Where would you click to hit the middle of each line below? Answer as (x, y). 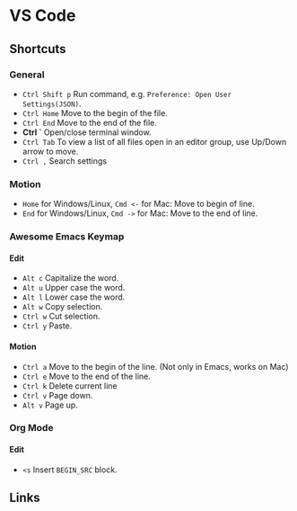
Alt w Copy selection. (62, 307)
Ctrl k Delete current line (70, 385)
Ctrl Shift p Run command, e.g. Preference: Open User (127, 94)
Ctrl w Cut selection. (61, 317)
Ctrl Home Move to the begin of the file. (95, 112)
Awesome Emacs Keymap (67, 237)
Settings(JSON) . (52, 103)
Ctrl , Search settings (65, 161)
